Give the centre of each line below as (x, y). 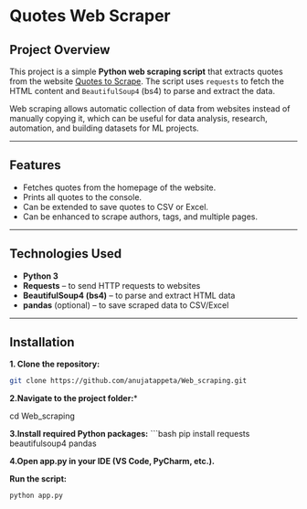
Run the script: (38, 479)
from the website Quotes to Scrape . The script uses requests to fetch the (147, 81)
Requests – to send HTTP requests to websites (111, 285)
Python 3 (41, 276)
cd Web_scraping (42, 416)
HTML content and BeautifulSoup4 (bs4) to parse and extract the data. (143, 91)
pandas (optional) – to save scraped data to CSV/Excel (126, 305)
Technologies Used (65, 254)
